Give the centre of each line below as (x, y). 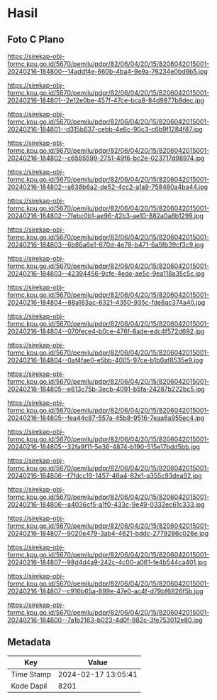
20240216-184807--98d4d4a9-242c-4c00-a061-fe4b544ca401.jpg (107, 562)
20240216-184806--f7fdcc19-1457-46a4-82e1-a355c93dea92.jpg (105, 475)
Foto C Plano (36, 39)
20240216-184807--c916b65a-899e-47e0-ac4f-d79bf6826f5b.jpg (105, 591)
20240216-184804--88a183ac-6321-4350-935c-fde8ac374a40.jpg (106, 302)
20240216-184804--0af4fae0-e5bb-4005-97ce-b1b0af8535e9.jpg (105, 360)
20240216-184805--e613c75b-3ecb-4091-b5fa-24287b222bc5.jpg (106, 389)
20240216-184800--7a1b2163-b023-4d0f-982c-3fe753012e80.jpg (105, 620)
